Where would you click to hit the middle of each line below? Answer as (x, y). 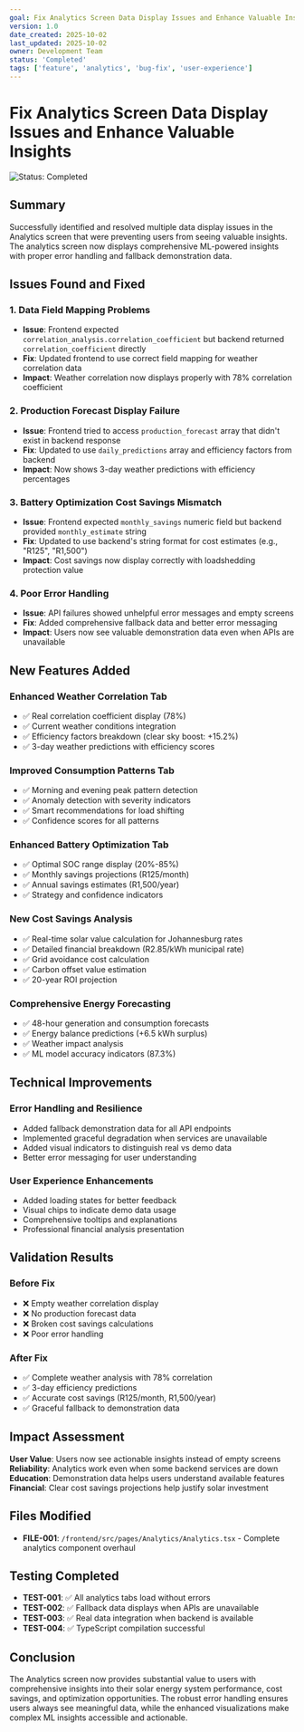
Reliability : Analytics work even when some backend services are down (144, 1469)
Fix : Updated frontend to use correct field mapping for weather (140, 359)
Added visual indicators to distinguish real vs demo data (127, 1147)
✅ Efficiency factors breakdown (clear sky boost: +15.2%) (130, 736)
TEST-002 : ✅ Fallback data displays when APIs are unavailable (141, 1608)
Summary (38, 205)
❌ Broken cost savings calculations (88, 1324)
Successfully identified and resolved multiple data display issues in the (141, 226)
